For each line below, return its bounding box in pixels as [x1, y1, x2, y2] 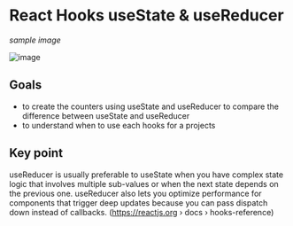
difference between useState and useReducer [21, 110, 190, 121]
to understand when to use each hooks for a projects [21, 120, 216, 130]
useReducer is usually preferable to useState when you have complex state [9, 169, 284, 180]
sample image [9, 35, 62, 45]
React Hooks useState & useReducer [9, 5, 285, 26]
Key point [9, 145, 64, 160]
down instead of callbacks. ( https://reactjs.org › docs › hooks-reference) [9, 207, 274, 217]
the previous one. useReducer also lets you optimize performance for [9, 188, 263, 199]
